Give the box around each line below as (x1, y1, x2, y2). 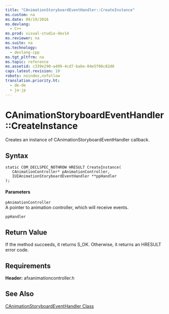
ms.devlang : (5, 21, 30, 27)
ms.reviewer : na (5, 36, 40, 41)
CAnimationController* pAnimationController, (12, 169, 110, 175)
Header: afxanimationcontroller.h (5, 275, 75, 281)
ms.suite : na (5, 41, 33, 46)
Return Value (5, 228, 47, 237)
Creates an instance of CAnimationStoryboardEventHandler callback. (5, 137, 150, 143)
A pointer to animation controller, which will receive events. (5, 205, 129, 211)
